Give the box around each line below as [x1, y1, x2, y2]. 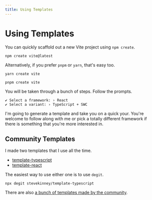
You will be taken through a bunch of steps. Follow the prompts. [5, 88, 132, 94]
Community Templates [5, 134, 76, 143]
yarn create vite [5, 71, 40, 76]
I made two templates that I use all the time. [5, 148, 92, 153]
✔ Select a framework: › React [5, 98, 68, 102]
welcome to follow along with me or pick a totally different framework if [5, 116, 147, 121]
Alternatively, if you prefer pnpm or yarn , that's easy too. [5, 62, 115, 68]
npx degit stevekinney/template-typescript [5, 181, 94, 186]
